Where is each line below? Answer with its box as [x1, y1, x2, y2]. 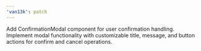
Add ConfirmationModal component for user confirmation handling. [6, 25, 174, 32]
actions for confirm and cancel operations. [6, 38, 113, 45]
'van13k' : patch [6, 8, 47, 15]
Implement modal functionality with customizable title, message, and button [6, 31, 195, 39]
